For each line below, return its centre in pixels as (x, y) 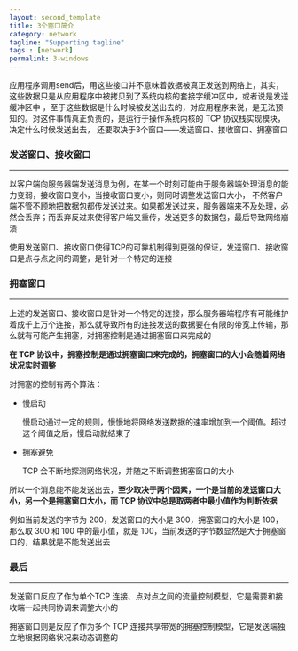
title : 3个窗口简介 (42, 26)
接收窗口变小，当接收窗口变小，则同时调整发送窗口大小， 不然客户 (161, 195)
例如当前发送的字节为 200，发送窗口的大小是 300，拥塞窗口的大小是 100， (146, 520)
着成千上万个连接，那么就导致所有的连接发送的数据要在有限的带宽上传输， (145, 324)
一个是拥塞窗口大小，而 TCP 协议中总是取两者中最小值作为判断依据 (155, 500)
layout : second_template (55, 17)
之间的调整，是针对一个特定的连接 (110, 258)
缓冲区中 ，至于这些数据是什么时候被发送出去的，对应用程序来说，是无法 (142, 107)
